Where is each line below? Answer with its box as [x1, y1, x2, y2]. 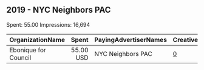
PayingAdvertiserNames [94, 35, 167, 44]
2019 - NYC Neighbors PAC [6, 5, 111, 15]
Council [9, 53, 32, 61]
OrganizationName [9, 35, 66, 44]
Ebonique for [9, 46, 47, 54]
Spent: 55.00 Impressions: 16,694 [6, 21, 90, 28]
